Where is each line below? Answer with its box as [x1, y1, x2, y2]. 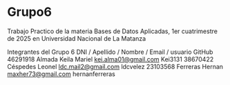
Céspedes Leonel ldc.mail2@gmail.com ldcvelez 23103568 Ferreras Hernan [7, 62, 223, 70]
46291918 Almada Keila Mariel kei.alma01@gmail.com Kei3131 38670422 [7, 55, 214, 63]
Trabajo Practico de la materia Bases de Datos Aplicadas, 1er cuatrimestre [7, 27, 218, 35]
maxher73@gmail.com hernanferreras [7, 70, 115, 78]
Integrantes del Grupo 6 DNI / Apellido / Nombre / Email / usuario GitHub [7, 48, 213, 56]
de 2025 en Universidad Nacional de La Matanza [7, 34, 146, 42]
